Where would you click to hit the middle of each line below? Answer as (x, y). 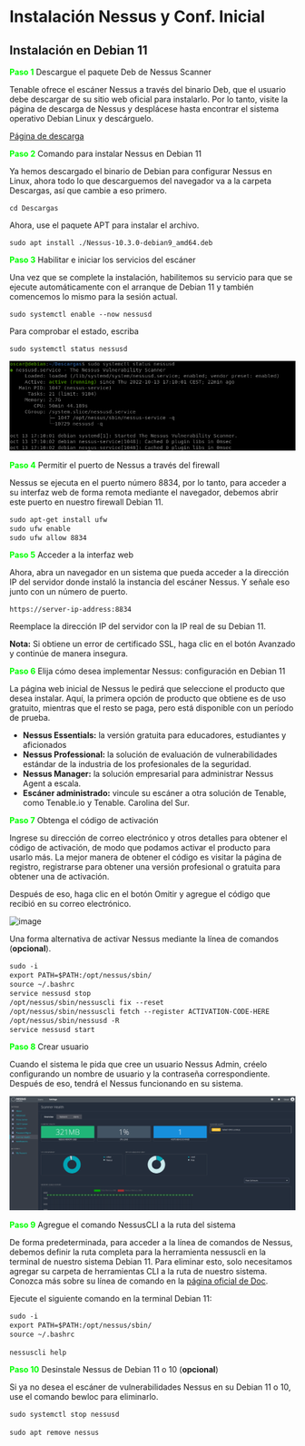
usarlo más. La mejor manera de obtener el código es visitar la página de (146, 857)
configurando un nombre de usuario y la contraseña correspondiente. (140, 1074)
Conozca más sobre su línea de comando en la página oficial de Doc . (139, 1281)
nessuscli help (38, 1353)
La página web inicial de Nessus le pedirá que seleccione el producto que (148, 689)
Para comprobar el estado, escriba (74, 331)
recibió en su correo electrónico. (70, 904)
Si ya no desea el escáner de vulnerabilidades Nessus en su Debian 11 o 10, (150, 1387)
